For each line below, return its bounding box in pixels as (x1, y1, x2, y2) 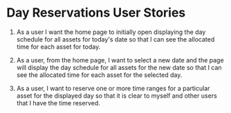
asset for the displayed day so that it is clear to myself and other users (16, 92, 217, 100)
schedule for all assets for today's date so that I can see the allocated (16, 35, 215, 43)
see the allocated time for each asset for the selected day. (16, 71, 183, 79)
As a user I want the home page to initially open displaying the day (16, 28, 206, 36)
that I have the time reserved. (16, 98, 101, 107)
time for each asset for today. (16, 42, 101, 51)
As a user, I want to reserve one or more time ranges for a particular (16, 84, 210, 92)
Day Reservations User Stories (6, 5, 186, 21)
